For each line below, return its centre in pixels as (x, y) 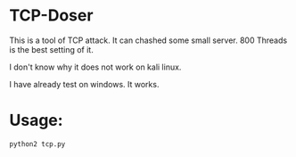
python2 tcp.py (37, 144)
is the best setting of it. (51, 49)
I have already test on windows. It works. (84, 84)
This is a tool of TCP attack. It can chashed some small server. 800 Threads (148, 40)
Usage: (37, 120)
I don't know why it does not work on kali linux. (95, 67)
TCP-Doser (51, 16)
